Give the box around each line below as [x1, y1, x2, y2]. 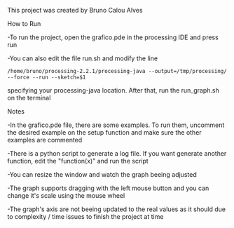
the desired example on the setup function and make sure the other [7, 128, 202, 136]
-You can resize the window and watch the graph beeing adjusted [7, 170, 198, 178]
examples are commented [7, 136, 83, 144]
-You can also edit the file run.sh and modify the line [7, 54, 158, 62]
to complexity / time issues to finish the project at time [7, 213, 164, 220]
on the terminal [7, 94, 51, 102]
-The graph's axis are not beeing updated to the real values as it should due [7, 205, 226, 213]
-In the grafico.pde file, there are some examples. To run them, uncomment [7, 121, 225, 129]
